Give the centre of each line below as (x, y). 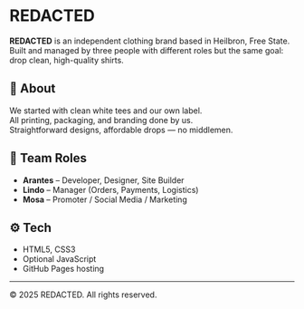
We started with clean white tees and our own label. (106, 111)
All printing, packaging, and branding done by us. (101, 120)
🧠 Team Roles (48, 158)
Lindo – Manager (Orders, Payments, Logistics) (110, 189)
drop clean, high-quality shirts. (66, 60)
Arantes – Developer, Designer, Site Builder (103, 180)
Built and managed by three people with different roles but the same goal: (147, 50)
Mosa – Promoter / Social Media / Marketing (104, 199)
